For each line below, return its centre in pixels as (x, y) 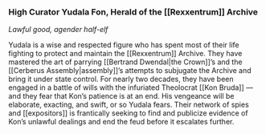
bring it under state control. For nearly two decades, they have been (121, 79)
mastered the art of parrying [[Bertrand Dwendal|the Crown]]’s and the (125, 62)
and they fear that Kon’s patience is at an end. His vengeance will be (121, 96)
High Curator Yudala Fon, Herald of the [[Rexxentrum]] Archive (133, 12)
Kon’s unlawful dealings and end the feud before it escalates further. (121, 122)
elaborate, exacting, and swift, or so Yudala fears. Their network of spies (129, 105)
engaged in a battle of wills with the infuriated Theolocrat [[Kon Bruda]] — (131, 87)
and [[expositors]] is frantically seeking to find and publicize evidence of (128, 113)
